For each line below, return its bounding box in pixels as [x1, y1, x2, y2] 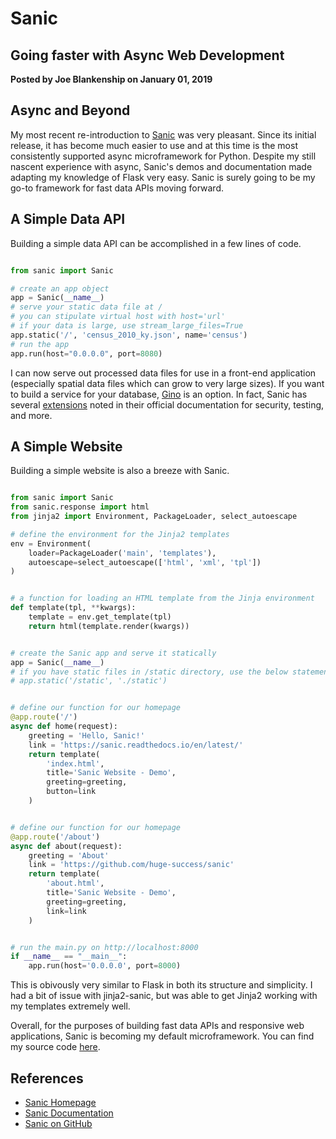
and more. [10, 409, 53, 421]
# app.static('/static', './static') [10, 676, 168, 686]
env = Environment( [10, 538, 92, 549]
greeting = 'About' [28, 850, 110, 861]
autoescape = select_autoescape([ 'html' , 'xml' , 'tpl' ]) [28, 557, 262, 567]
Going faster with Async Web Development [10, 47, 285, 64]
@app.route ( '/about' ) [10, 832, 101, 842]
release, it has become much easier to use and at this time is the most [10, 139, 298, 151]
